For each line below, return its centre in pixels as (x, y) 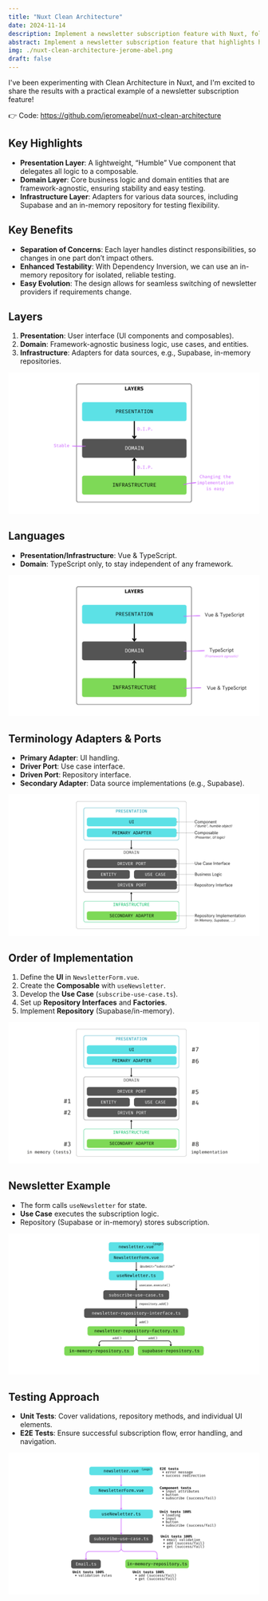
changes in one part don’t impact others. (87, 258)
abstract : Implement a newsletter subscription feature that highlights (132, 42)
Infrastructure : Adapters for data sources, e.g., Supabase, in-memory (135, 353)
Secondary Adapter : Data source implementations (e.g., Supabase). (132, 783)
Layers (26, 317)
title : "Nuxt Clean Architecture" (66, 17)
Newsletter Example (59, 1186)
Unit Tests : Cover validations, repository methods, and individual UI (131, 1416)
